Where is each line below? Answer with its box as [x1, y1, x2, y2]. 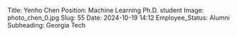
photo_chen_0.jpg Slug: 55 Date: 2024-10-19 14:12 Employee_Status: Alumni [7, 13, 230, 22]
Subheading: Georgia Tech [7, 21, 86, 29]
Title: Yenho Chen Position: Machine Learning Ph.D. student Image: [7, 6, 204, 14]
